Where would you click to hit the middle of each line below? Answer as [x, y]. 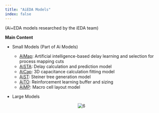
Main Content [19, 37]
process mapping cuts [42, 61]
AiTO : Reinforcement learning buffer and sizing [66, 82]
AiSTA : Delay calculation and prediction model [65, 66]
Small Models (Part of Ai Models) [45, 47]
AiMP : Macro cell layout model [50, 87]
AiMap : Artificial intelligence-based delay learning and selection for [87, 56]
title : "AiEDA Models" [28, 9]
